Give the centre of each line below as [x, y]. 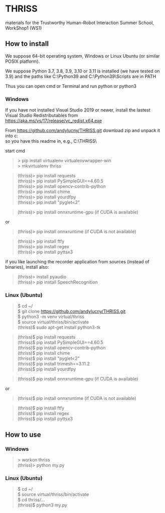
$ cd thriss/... [31, 500]
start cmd [15, 151]
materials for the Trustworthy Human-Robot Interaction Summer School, [80, 23]
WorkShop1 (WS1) [24, 28]
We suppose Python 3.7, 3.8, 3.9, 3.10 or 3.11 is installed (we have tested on [82, 71]
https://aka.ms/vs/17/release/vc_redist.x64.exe [53, 121]
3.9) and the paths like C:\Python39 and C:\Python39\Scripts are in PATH [81, 76]
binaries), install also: [27, 267]
